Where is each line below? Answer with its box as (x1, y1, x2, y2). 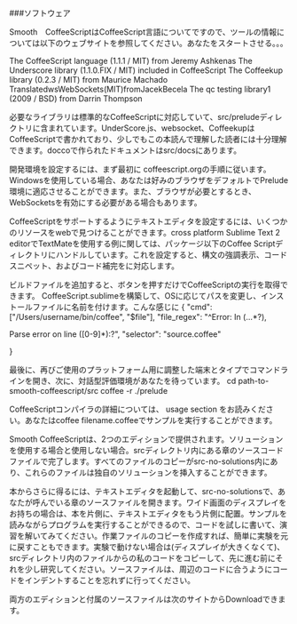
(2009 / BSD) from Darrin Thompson (9, 93, 144, 104)
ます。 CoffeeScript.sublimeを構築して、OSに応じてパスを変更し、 (16, 291, 262, 300)
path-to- (238, 376, 270, 386)
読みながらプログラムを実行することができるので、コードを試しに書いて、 (9, 519, 280, 530)
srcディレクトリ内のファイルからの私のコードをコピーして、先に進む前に (9, 553, 277, 563)
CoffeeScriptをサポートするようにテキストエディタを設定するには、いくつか (9, 216, 288, 227)
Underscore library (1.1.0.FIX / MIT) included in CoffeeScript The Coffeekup (9, 65, 284, 76)
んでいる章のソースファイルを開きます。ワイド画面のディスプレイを (39, 497, 287, 508)
